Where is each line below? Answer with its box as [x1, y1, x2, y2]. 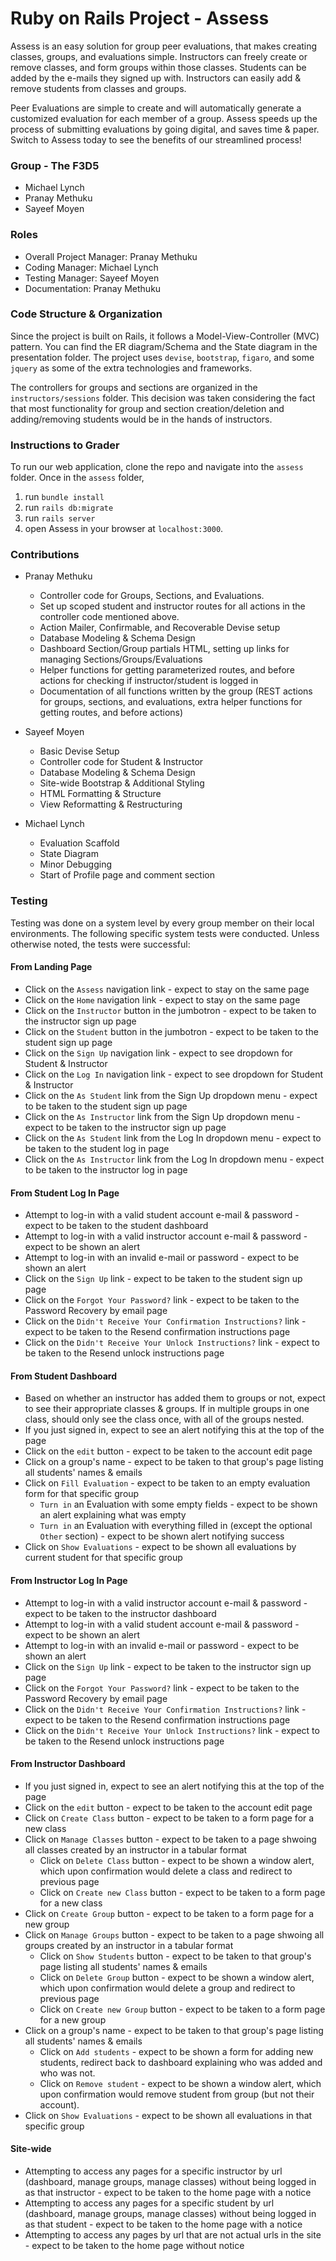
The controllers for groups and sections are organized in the [10, 381, 258, 393]
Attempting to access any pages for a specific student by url [24, 2197, 275, 2209]
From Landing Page [10, 961, 93, 973]
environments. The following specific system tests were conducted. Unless [10, 927, 320, 939]
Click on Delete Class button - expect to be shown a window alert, [39, 1854, 315, 1866]
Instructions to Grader [10, 438, 120, 452]
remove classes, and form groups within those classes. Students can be [10, 61, 307, 73]
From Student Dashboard [10, 1370, 117, 1382]
